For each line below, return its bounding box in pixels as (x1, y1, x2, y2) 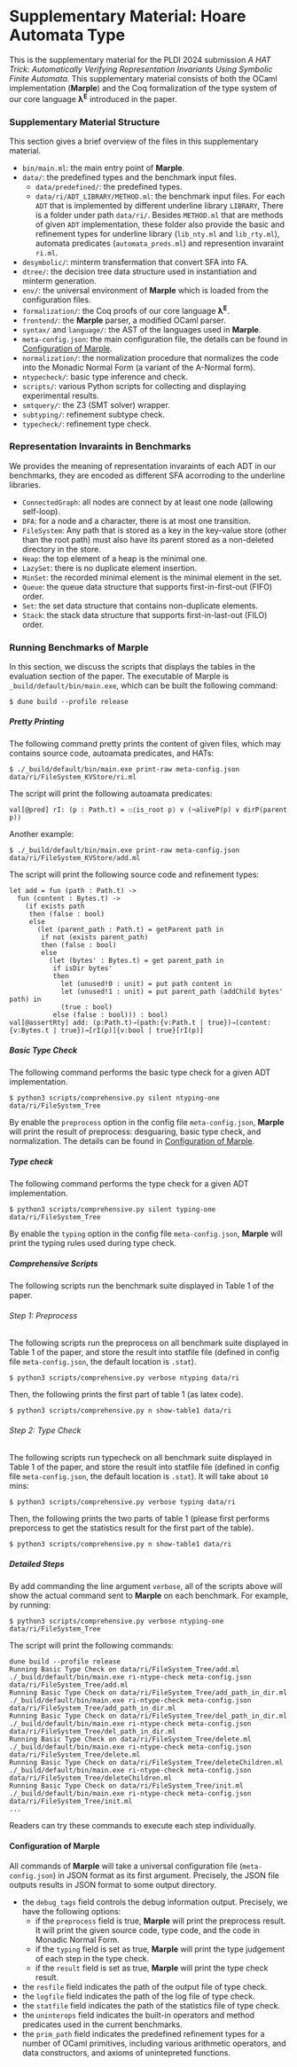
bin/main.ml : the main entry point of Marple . (21, 162, 185, 173)
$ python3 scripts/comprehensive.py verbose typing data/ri (9, 1498, 237, 1507)
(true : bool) (60, 1003, 113, 1012)
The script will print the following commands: (9, 1640, 175, 1651)
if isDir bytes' (52, 964, 113, 973)
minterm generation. (21, 275, 98, 286)
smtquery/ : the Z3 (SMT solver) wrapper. (21, 399, 170, 410)
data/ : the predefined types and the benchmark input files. (21, 171, 238, 183)
